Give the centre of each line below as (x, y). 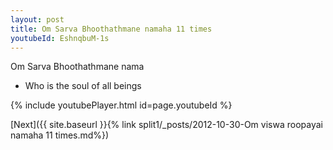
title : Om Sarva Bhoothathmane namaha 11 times (111, 29)
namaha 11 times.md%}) (60, 135)
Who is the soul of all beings (83, 86)
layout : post (37, 19)
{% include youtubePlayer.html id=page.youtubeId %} (121, 105)
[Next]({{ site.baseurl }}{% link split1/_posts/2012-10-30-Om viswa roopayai (166, 125)
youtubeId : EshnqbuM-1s (60, 38)
